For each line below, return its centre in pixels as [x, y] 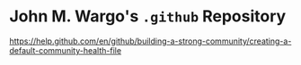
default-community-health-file [66, 50]
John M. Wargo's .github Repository [148, 16]
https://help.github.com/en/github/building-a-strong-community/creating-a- [150, 41]
